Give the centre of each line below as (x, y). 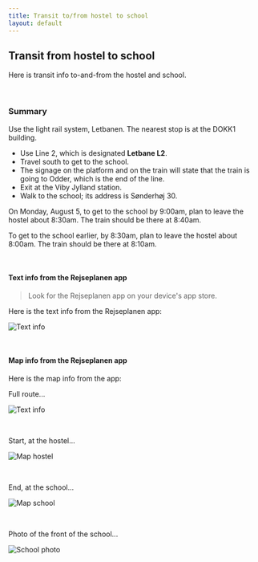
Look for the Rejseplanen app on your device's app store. (123, 295)
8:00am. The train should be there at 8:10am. (83, 244)
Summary (28, 112)
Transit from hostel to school (82, 56)
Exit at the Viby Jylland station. (71, 187)
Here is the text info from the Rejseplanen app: (85, 311)
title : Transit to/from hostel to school (79, 16)
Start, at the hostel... (42, 441)
